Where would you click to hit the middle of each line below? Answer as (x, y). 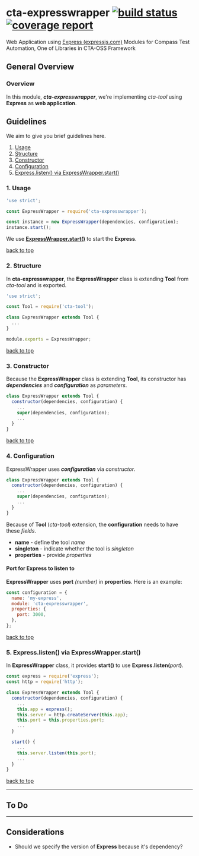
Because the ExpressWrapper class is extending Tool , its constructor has (96, 379)
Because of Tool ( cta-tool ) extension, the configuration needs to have (92, 524)
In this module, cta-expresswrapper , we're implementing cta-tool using (94, 97)
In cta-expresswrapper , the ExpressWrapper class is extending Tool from (97, 279)
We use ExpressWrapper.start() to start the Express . (71, 239)
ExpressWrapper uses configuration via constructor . (71, 469)
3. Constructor (28, 366)
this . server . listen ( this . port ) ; (57, 753)
